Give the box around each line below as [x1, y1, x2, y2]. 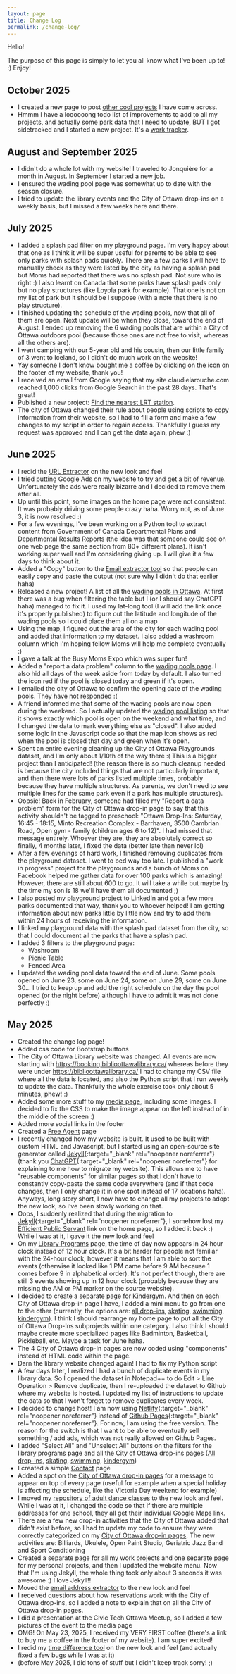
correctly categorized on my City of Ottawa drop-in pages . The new [17, 1531, 215, 1539]
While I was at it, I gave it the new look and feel [17, 1232, 154, 1240]
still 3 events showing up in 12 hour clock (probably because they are [17, 1277, 219, 1285]
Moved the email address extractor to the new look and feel [17, 1584, 191, 1592]
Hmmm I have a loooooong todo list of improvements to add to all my [17, 111, 218, 119]
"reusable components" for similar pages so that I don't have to [17, 1172, 202, 1180]
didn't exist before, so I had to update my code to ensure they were [17, 1524, 213, 1532]
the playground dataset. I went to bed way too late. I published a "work [17, 856, 223, 865]
